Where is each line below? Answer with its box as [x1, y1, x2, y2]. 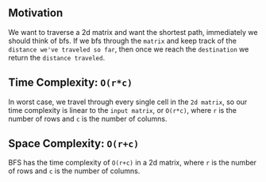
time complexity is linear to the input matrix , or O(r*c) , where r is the [8, 105, 237, 114]
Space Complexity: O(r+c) [8, 137, 139, 150]
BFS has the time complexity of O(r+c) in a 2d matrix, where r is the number [8, 158, 256, 168]
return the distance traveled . [8, 52, 106, 62]
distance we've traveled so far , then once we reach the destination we [8, 44, 249, 54]
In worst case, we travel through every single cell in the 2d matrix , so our [8, 97, 248, 106]
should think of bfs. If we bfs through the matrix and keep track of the [8, 36, 237, 45]
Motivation [8, 6, 64, 20]
